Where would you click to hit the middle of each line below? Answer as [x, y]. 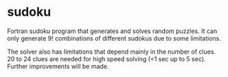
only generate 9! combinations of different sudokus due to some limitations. [114, 38]
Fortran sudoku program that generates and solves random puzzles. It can [112, 31]
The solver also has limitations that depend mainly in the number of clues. [112, 52]
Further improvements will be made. [58, 66]
